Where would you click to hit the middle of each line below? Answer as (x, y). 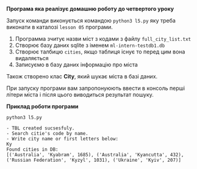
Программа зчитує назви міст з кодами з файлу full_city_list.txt (103, 39)
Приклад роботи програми (42, 106)
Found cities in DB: (33, 150)
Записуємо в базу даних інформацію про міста (77, 64)
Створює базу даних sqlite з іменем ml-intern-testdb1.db (90, 45)
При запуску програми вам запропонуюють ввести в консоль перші (95, 88)
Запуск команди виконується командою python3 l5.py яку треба (91, 20)
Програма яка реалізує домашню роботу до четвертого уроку (90, 9)
